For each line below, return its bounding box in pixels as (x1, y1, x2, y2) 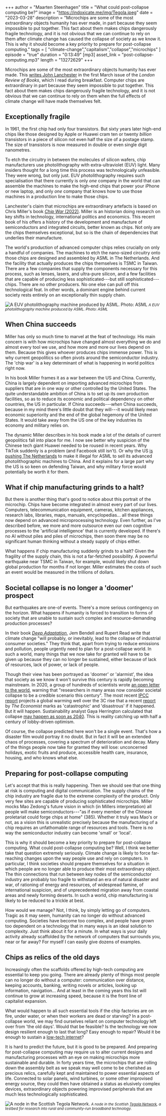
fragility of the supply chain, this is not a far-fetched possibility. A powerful (5, 553, 158, 559)
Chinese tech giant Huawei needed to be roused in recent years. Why (5, 442, 147, 448)
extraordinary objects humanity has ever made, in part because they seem (5, 20, 157, 26)
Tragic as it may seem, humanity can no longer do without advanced (5, 912, 145, 918)
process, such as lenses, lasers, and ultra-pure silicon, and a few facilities (5, 271, 156, 277)
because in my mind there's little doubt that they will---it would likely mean (5, 406, 158, 412)
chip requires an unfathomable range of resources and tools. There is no (5, 824, 154, 831)
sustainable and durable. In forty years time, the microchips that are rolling (5, 1059, 158, 1065)
